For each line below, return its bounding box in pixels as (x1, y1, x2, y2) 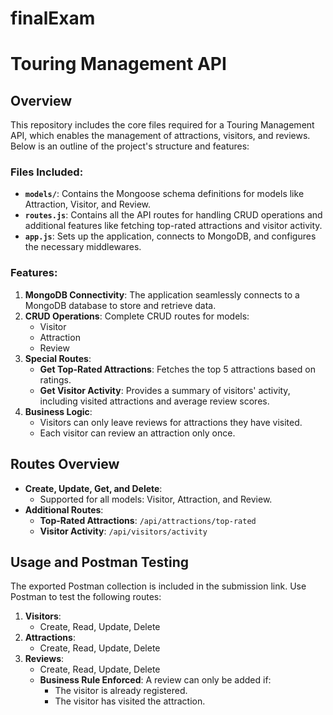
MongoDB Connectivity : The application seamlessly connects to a (24, 288, 300, 301)
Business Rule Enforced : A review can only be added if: (39, 674, 272, 686)
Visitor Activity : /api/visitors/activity (39, 525, 208, 537)
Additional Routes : (24, 503, 104, 516)
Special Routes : (24, 352, 92, 364)
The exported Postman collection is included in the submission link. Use (10, 580, 307, 592)
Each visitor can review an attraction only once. (39, 427, 236, 439)
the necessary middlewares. (24, 241, 142, 253)
